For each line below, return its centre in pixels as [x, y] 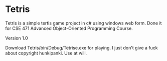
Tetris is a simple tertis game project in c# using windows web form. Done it [83, 23]
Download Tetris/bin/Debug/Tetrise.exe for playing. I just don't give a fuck [81, 47]
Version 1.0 [17, 38]
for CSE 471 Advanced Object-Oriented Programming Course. [69, 28]
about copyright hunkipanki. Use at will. [46, 53]
